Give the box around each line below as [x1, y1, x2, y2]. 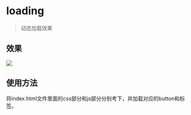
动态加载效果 [20, 24, 52, 31]
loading [6, 4, 45, 18]
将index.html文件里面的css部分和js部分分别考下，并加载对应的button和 [6, 95, 180, 102]
